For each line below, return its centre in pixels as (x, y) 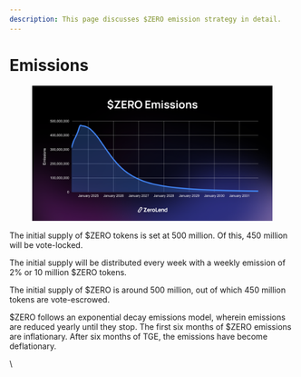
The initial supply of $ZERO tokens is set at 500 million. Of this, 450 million (149, 235)
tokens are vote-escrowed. (60, 300)
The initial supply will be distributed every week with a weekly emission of (147, 263)
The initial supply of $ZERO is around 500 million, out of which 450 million (148, 290)
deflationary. (33, 346)
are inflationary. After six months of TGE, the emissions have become (139, 337)
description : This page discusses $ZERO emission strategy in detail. (146, 19)
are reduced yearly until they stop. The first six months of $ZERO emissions (150, 327)
